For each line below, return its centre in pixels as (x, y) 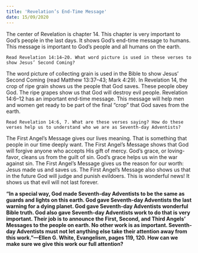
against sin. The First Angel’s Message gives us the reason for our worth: (95, 163)
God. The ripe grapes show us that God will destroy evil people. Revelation (97, 92)
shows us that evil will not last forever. (53, 182)
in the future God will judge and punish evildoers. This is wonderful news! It (98, 176)
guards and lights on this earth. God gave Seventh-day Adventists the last (99, 200)
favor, (13, 157)
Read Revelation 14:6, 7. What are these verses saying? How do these (95, 122)
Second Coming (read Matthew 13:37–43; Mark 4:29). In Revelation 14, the (97, 80)
